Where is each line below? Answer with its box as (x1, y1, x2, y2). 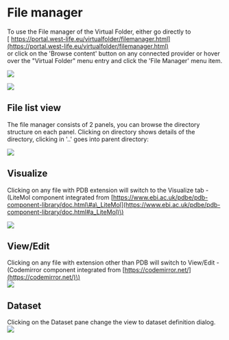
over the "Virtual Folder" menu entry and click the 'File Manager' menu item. (7, 56, 223, 64)
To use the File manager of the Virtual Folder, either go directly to (7, 27, 191, 36)
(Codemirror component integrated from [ (7, 266, 125, 274)
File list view (7, 102, 62, 114)
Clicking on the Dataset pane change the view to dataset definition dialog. (7, 318, 216, 326)
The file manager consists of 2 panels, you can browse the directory (7, 120, 200, 128)
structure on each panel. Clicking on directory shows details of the (7, 127, 195, 136)
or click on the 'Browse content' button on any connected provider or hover (7, 49, 221, 58)
